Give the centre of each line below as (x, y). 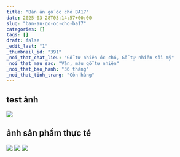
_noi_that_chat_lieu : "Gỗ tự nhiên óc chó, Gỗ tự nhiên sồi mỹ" (90, 58)
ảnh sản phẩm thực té (49, 133)
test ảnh (22, 100)
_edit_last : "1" (27, 47)
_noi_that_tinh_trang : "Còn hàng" (51, 75)
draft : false (23, 40)
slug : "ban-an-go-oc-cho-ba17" (46, 23)
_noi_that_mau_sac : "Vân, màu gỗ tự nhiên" (63, 63)
